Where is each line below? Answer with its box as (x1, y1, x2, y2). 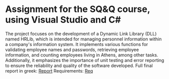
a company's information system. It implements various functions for (5, 41, 148, 47)
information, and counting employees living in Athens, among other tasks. (5, 51, 158, 58)
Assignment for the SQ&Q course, (5, 3, 150, 15)
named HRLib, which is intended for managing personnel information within (5, 36, 162, 42)
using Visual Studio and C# (5, 14, 121, 25)
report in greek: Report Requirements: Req (5, 67, 93, 73)
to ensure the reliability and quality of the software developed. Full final (5, 62, 153, 68)
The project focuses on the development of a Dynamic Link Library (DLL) (5, 30, 157, 36)
